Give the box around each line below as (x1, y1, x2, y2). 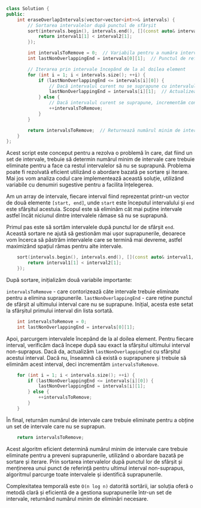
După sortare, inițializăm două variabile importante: (6, 276, 132, 283)
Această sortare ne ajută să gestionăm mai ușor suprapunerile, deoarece (6, 230, 186, 237)
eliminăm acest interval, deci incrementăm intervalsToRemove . (6, 360, 159, 368)
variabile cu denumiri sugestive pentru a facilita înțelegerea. (6, 181, 154, 188)
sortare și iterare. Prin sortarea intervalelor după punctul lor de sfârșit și (6, 458, 182, 465)
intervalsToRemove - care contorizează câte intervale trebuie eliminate (6, 288, 179, 295)
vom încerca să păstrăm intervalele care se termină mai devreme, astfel (6, 236, 182, 244)
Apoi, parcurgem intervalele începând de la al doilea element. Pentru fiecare (6, 335, 194, 342)
